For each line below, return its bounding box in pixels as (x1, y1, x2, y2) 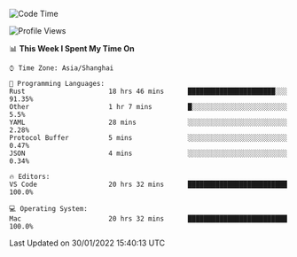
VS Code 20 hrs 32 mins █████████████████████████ (9, 180, 288, 189)
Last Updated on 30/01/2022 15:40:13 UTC (9, 238, 166, 248)
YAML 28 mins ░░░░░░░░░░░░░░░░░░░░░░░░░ (9, 118, 288, 127)
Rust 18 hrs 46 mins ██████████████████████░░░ (9, 87, 288, 96)
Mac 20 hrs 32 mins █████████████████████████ (9, 214, 288, 223)
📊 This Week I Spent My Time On (9, 43, 135, 53)
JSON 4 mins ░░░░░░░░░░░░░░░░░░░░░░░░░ (9, 149, 288, 158)
